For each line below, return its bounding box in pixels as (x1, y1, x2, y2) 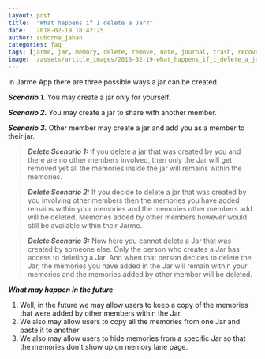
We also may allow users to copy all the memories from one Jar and (19, 316, 241, 326)
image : (8, 56, 30, 64)
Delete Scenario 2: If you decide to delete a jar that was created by (27, 187, 247, 196)
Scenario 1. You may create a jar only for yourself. (8, 92, 171, 102)
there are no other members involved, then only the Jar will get (27, 155, 233, 164)
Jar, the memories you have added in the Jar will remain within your (27, 261, 248, 271)
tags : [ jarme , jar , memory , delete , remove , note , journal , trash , (8, 48, 235, 56)
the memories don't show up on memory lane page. (19, 342, 188, 351)
